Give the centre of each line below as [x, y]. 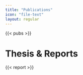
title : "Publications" [29, 10]
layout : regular [22, 19]
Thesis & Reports [42, 53]
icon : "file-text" [24, 14]
